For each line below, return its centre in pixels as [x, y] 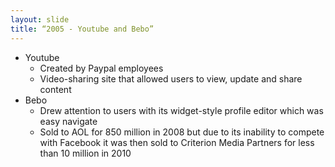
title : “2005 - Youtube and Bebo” [82, 29]
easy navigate [68, 121]
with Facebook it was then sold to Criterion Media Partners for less [177, 142]
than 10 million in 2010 [85, 153]
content [55, 89]
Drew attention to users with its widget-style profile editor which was [181, 110]
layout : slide [40, 19]
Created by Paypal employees [101, 68]
